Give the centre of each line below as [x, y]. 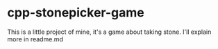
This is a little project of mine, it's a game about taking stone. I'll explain [109, 32]
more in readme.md [35, 39]
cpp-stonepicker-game [76, 13]
